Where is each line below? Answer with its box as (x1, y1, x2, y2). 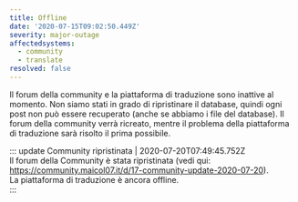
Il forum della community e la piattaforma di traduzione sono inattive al (9, 88, 274, 100)
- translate (17, 56, 64, 65)
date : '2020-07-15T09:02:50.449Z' (9, 22, 141, 31)
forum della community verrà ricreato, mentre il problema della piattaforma (9, 117, 290, 128)
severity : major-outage (9, 30, 100, 39)
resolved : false (9, 65, 71, 74)
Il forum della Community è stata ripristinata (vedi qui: (9, 155, 211, 166)
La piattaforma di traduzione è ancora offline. (9, 174, 180, 185)
